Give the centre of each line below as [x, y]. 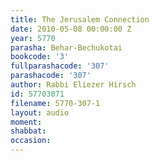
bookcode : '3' [40, 57]
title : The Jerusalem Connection [80, 19]
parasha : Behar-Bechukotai [66, 47]
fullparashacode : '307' [60, 66]
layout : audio [40, 112]
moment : [26, 122]
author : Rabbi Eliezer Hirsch [73, 85]
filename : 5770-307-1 [55, 103]
